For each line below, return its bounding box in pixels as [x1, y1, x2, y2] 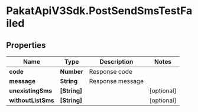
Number [60, 68, 84, 75]
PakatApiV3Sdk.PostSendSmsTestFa [6, 4, 193, 18]
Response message [89, 77, 144, 85]
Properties [6, 40, 46, 50]
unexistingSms [9, 87, 53, 95]
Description [99, 58, 134, 65]
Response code [89, 68, 133, 75]
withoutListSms [9, 96, 54, 104]
